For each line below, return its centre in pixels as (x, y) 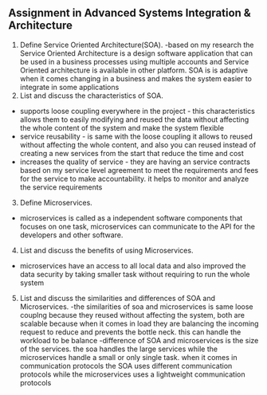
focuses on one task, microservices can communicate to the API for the (137, 226)
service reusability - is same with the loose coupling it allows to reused (136, 136)
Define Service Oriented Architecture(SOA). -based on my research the (137, 45)
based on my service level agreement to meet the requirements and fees (139, 170)
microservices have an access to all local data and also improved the (133, 265)
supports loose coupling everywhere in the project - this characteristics (137, 111)
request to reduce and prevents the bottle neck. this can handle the (130, 332)
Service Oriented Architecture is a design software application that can (136, 53)
